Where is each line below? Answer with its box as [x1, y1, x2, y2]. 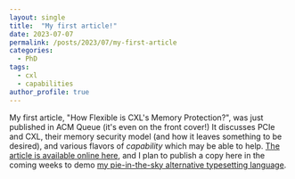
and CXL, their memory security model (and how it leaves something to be [9, 131, 283, 142]
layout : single [9, 12, 66, 22]
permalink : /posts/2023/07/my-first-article [9, 37, 177, 47]
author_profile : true [9, 87, 90, 96]
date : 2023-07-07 [9, 29, 74, 38]
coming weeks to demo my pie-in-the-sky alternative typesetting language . [9, 159, 287, 170]
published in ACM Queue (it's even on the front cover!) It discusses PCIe [9, 121, 275, 132]
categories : [9, 46, 53, 55]
